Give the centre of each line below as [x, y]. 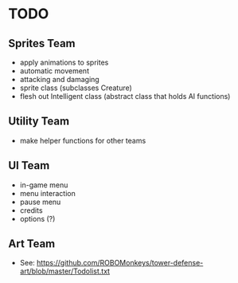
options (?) [37, 218]
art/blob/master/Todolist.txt [64, 271]
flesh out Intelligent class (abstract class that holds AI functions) [125, 96]
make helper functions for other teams [83, 140]
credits [31, 210]
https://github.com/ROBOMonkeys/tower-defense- [120, 263]
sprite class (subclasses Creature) [76, 88]
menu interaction [47, 193]
